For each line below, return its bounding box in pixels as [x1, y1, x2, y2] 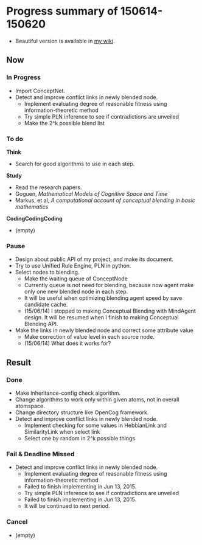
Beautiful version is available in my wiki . [15, 37, 115, 44]
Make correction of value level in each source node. [24, 333, 155, 341]
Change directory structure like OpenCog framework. [15, 409, 149, 416]
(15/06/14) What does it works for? [24, 339, 111, 347]
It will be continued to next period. [24, 502, 111, 510]
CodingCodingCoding [6, 215, 63, 222]
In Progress [6, 73, 41, 82]
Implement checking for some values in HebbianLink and [24, 422, 167, 429]
